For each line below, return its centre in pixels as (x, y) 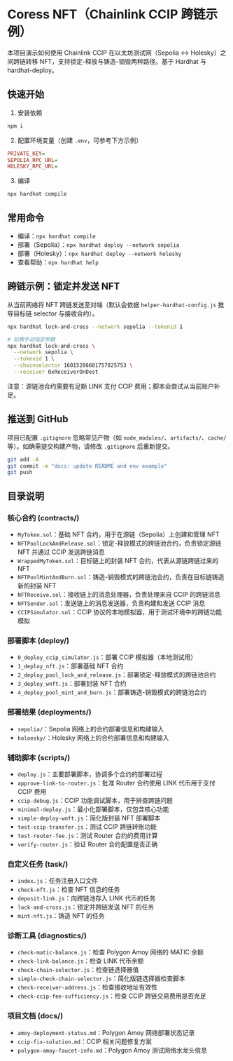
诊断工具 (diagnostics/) (47, 935)
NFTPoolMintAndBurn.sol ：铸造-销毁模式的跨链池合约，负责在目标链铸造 (121, 577)
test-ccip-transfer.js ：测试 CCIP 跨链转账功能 (87, 826)
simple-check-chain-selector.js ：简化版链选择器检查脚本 (101, 978)
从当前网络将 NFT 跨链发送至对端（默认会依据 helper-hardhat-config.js (112, 304)
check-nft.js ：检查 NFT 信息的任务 (69, 890)
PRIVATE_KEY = (26, 154)
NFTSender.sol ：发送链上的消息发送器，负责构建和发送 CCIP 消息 (111, 603)
